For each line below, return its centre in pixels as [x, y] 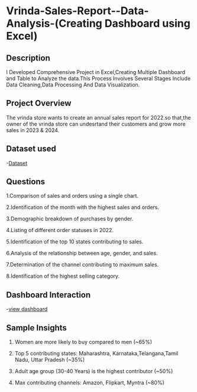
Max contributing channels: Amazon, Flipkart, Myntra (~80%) [89, 383]
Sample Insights [36, 328]
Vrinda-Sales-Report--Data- [77, 11]
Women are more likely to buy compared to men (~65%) [83, 342]
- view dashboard [27, 309]
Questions [26, 182]
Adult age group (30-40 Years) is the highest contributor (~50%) [94, 371]
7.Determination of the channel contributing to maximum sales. [83, 265]
